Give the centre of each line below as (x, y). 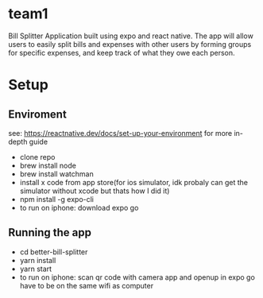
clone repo (37, 157)
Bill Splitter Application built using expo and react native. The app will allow (131, 36)
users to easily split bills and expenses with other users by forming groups (130, 44)
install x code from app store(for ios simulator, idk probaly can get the (134, 182)
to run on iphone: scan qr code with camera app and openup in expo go (137, 277)
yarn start (36, 269)
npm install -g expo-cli (56, 199)
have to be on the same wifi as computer (86, 285)
